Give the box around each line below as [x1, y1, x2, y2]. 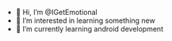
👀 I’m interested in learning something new [15, 16, 156, 25]
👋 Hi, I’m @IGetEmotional [15, 8, 97, 17]
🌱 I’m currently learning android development [15, 24, 164, 33]
